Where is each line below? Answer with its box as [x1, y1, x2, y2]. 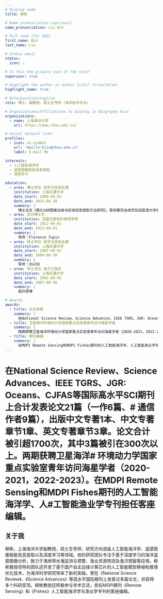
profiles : [5, 136, 25, 141]
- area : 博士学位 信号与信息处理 [9, 185, 69, 190]
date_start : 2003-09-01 [14, 275, 62, 280]
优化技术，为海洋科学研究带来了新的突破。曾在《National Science [5, 570, 137, 576]
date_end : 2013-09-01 [14, 226, 57, 231]
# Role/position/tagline [5, 96, 55, 101]
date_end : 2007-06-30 [14, 280, 57, 285]
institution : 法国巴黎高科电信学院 [14, 217, 79, 222]
